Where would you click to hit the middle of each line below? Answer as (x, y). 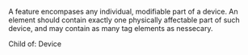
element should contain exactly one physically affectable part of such (124, 20)
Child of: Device (35, 44)
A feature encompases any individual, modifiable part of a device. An (123, 12)
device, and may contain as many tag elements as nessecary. (111, 28)
